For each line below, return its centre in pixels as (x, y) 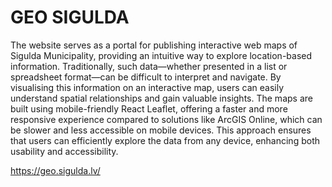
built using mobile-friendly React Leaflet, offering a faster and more (149, 108)
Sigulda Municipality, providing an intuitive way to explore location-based (161, 55)
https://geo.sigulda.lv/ (55, 170)
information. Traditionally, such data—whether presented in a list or (149, 66)
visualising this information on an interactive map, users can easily (147, 87)
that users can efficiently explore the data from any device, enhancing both (165, 140)
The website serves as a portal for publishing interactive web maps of (154, 45)
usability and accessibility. (64, 151)
